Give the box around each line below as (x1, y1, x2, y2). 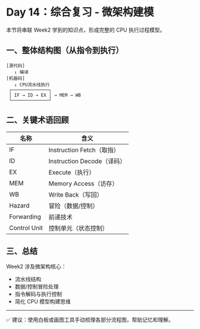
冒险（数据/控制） (48, 201, 99, 210)
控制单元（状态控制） (48, 224, 108, 232)
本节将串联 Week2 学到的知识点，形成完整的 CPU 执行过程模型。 (6, 26, 165, 33)
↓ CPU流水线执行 (14, 82, 50, 88)
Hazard (9, 201, 30, 209)
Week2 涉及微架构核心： (6, 263, 67, 270)
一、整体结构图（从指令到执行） (6, 45, 124, 55)
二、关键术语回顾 (6, 115, 69, 125)
